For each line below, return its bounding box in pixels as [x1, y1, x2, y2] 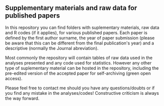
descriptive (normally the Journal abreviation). [5, 45, 99, 51]
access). [5, 75, 23, 81]
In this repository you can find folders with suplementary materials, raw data [5, 24, 160, 30]
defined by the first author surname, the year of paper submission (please [5, 35, 155, 41]
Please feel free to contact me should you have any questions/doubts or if [5, 85, 155, 91]
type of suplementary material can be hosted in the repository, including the [5, 65, 159, 71]
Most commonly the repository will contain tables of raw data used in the [5, 55, 153, 61]
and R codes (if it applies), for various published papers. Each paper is [5, 29, 148, 36]
